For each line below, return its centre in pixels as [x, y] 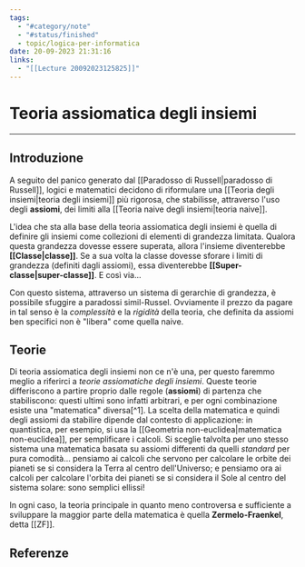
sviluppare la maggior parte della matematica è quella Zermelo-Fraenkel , [147, 515]
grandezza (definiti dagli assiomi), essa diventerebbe [108, 265]
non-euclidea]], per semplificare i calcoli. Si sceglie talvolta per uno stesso [149, 439]
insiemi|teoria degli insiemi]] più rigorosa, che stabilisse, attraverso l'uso [145, 199]
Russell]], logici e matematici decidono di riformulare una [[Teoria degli [142, 189]
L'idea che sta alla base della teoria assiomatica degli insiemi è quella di [143, 226]
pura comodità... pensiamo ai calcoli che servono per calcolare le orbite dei [150, 459]
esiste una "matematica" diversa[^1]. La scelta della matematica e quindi [144, 411]
